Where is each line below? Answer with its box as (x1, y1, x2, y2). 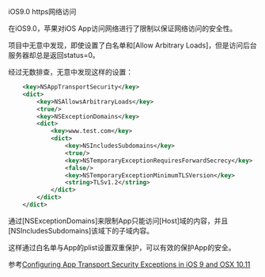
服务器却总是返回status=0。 (8, 51, 100, 59)
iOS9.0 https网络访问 (8, 7, 77, 16)
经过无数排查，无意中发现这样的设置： (8, 67, 133, 77)
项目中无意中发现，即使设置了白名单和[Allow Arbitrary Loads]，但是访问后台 (8, 40, 257, 50)
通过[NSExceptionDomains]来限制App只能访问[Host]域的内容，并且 (8, 216, 229, 226)
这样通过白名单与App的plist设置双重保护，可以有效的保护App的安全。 (8, 242, 236, 252)
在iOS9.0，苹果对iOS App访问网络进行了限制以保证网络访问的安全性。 (8, 24, 237, 33)
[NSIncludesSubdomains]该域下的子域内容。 (8, 226, 154, 235)
